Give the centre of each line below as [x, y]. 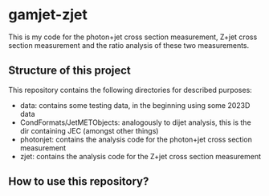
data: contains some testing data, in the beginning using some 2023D [135, 105]
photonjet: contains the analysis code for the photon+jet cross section [136, 139]
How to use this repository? [79, 182]
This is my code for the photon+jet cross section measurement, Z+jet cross [133, 37]
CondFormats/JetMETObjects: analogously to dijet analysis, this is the [135, 122]
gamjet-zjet [48, 15]
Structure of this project [69, 71]
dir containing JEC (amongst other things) [89, 130]
